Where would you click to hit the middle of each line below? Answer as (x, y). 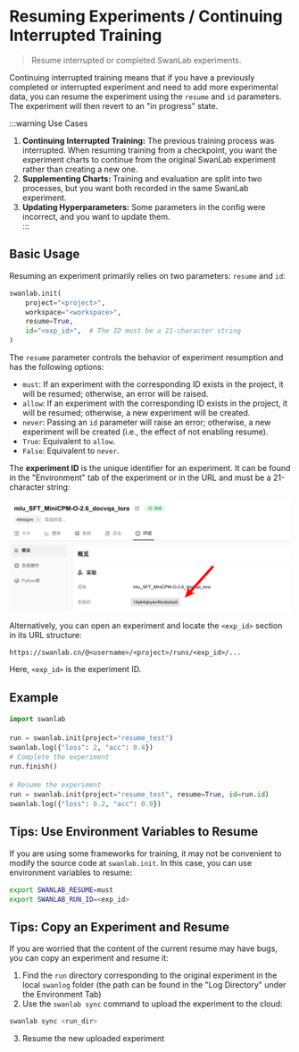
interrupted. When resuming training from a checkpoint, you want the (149, 150)
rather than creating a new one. (80, 169)
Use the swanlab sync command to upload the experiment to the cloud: (152, 1004)
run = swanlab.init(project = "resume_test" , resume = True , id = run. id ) (139, 795)
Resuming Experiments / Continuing (146, 17)
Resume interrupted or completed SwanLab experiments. (136, 60)
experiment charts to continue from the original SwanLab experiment (149, 159)
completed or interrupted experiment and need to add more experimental (144, 87)
